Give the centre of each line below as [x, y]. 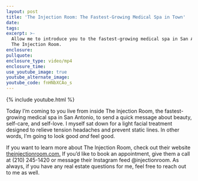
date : [13, 22]
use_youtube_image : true [37, 72]
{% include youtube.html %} [40, 100]
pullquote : [19, 55]
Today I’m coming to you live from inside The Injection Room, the [85, 111]
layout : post [22, 11]
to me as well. [23, 172]
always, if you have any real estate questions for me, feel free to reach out [96, 166]
